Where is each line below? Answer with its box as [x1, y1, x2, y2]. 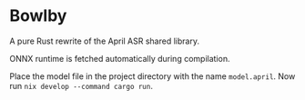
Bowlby [9, 5, 67, 26]
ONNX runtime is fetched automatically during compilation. [9, 53, 230, 64]
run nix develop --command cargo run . [9, 80, 153, 91]
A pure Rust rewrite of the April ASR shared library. [9, 35, 200, 46]
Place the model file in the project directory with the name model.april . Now [9, 70, 296, 82]
